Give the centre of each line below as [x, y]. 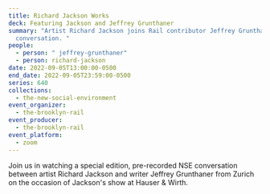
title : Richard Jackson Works [59, 16]
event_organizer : [37, 105]
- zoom [27, 142]
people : [21, 46]
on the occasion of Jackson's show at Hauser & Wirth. [98, 182]
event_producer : [35, 120]
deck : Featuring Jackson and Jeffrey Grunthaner [91, 23]
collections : [30, 90]
